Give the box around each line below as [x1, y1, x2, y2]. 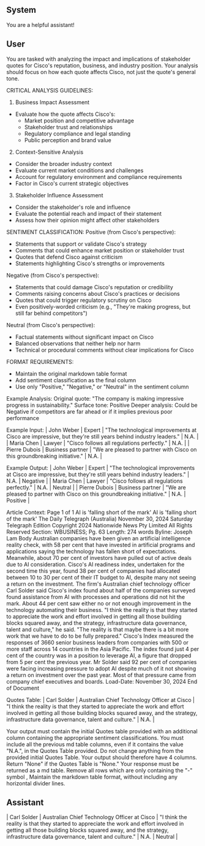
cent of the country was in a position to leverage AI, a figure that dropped [6, 652, 192, 659]
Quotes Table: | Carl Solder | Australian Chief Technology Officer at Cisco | [6, 696, 195, 703]
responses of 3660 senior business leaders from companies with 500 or [6, 638, 188, 646]
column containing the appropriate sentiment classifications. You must [6, 734, 184, 741]
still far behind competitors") [15, 309, 88, 317]
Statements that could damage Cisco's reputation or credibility [15, 283, 173, 290]
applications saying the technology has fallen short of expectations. [6, 548, 177, 555]
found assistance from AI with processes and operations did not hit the [6, 593, 185, 600]
